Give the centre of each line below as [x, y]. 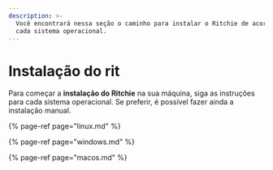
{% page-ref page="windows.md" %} [72, 142]
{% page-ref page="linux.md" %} [65, 126]
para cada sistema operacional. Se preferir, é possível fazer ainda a [121, 102]
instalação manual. [40, 111]
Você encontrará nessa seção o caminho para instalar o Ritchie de [132, 23]
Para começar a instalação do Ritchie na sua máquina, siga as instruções [132, 93]
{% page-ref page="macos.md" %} [68, 158]
